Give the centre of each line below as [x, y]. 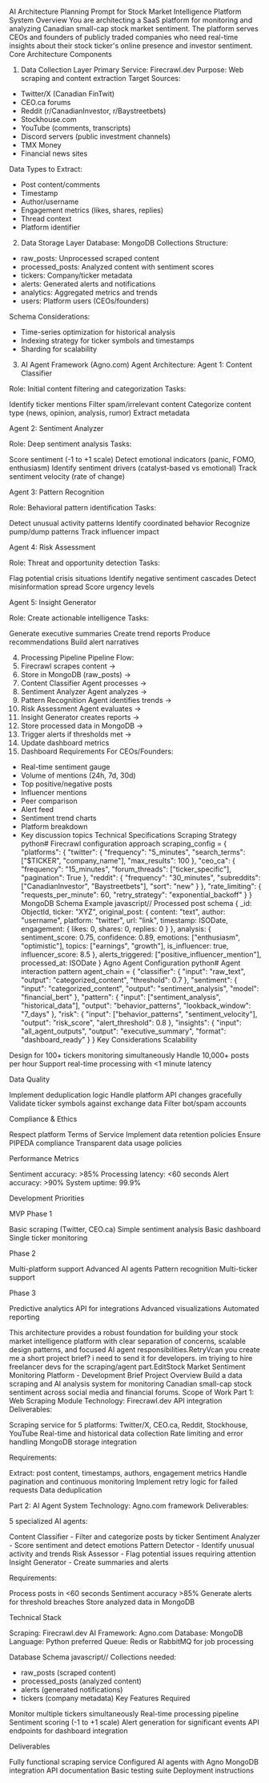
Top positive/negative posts [66, 784]
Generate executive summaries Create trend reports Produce [110, 634]
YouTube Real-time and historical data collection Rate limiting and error [126, 1433]
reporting [24, 1317]
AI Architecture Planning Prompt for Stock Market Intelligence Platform [126, 12]
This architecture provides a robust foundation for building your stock [124, 1332]
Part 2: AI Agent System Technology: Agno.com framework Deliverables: [129, 1505]
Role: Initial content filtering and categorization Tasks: [98, 389]
